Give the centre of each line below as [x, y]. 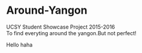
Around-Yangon [47, 10]
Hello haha [19, 45]
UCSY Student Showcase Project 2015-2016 [61, 27]
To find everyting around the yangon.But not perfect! [71, 33]
